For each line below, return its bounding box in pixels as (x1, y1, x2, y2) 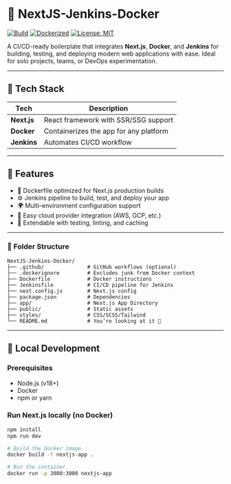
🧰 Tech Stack (7, 83, 65, 95)
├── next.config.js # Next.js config (7, 288, 137, 295)
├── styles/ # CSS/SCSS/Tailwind (7, 312, 146, 319)
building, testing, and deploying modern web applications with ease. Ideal (7, 49, 216, 58)
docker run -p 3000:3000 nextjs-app (7, 470, 112, 477)
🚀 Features (7, 168, 54, 180)
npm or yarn (16, 393, 52, 402)
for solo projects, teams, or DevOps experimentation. (7, 56, 157, 65)
